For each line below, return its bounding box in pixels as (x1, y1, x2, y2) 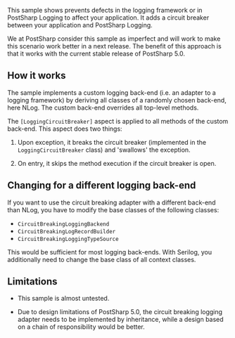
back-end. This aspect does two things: (7, 124, 122, 133)
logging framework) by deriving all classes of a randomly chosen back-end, (7, 96, 227, 104)
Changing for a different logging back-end (7, 179, 196, 192)
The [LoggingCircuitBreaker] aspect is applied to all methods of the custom (7, 117, 229, 125)
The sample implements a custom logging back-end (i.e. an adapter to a (7, 88, 216, 97)
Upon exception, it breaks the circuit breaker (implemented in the (17, 138, 206, 146)
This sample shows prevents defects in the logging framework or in (7, 6, 203, 14)
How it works (7, 70, 66, 82)
